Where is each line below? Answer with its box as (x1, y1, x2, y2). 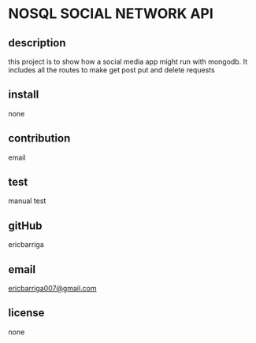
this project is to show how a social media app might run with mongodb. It (8, 57, 248, 66)
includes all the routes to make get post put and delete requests (8, 65, 215, 75)
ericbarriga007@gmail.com (8, 284, 97, 293)
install (8, 88, 39, 101)
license (8, 306, 45, 319)
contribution (8, 131, 71, 146)
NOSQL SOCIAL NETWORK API (8, 5, 214, 23)
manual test (8, 196, 46, 205)
